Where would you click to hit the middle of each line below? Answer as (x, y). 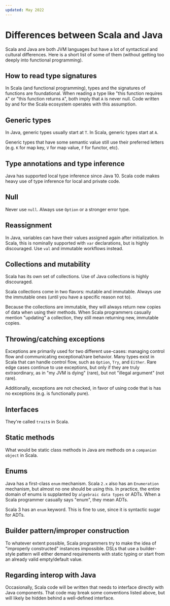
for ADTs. (15, 515)
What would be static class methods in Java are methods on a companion (81, 450)
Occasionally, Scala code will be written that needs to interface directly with (84, 587)
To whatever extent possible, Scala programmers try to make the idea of (81, 543)
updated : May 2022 (25, 10)
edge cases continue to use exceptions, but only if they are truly (72, 367)
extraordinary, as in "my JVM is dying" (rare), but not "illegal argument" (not (85, 373)
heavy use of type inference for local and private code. (63, 181)
